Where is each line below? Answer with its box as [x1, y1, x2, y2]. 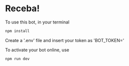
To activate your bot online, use [5, 47, 69, 53]
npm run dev [5, 56, 30, 61]
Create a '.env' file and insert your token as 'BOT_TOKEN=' [5, 37, 125, 43]
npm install [5, 28, 30, 33]
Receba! [5, 3, 40, 14]
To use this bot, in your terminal [5, 19, 70, 25]
